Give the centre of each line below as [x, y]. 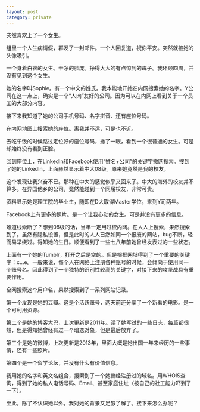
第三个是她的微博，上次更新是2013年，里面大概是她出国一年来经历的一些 [96, 342]
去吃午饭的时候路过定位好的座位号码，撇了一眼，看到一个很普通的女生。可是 [100, 141]
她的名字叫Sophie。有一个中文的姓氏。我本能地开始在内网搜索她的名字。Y [97, 88]
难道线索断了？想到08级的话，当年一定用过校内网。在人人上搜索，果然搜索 [98, 227]
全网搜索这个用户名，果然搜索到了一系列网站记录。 [69, 290]
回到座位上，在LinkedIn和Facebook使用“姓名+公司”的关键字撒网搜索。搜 [95, 161]
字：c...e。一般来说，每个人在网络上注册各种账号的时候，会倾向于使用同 [95, 262]
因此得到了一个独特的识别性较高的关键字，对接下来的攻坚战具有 [110, 269]
